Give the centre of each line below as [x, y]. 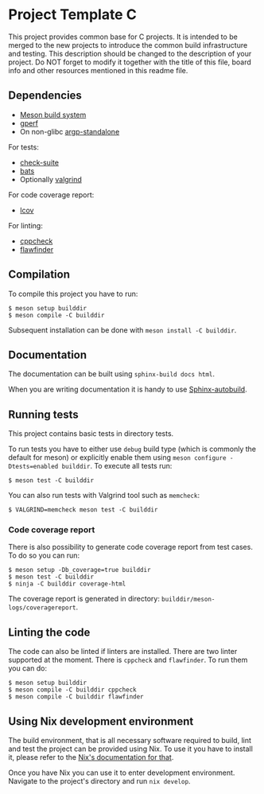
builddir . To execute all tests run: [117, 466]
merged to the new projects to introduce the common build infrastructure [128, 45]
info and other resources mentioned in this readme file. [98, 70]
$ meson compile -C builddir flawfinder [76, 697]
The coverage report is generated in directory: [84, 599]
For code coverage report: [51, 195]
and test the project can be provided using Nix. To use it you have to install [130, 749]
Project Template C [72, 15]
